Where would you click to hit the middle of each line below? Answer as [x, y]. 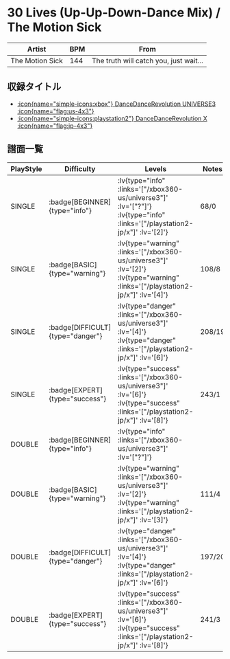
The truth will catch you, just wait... [147, 60]
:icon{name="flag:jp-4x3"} [55, 126]
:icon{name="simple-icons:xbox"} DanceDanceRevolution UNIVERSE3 [116, 104]
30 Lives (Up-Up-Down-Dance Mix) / [114, 13]
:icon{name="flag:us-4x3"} [55, 111]
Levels [156, 168]
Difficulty [80, 168]
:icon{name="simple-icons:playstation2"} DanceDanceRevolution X [112, 118]
